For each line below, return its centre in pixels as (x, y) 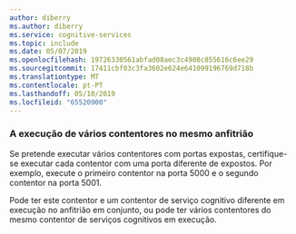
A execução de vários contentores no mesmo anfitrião (132, 134)
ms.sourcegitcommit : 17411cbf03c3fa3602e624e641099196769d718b (132, 69)
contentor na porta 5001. (56, 182)
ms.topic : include (44, 43)
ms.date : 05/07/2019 (49, 52)
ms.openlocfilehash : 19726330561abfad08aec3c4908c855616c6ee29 (132, 60)
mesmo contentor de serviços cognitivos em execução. (113, 219)
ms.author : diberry (46, 26)
